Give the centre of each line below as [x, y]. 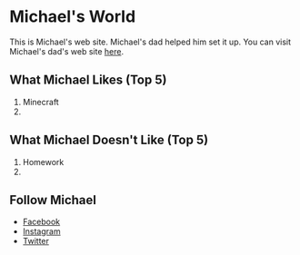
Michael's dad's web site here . [67, 51]
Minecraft [40, 102]
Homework [43, 162]
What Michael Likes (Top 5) [88, 80]
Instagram [41, 231]
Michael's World [73, 17]
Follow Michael [53, 200]
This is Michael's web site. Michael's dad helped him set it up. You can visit [150, 42]
